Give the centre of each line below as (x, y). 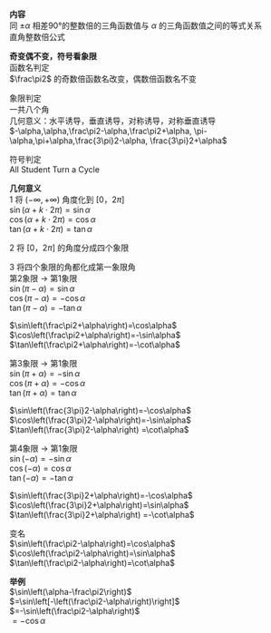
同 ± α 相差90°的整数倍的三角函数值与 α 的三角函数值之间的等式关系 (136, 25)
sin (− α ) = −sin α (40, 458)
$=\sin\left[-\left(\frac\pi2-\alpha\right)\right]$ (95, 601)
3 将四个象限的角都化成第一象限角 (73, 267)
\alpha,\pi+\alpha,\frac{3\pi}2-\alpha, (78, 141)
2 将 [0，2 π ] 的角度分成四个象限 (69, 248)
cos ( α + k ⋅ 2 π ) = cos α (53, 219)
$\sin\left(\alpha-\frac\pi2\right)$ (71, 592)
